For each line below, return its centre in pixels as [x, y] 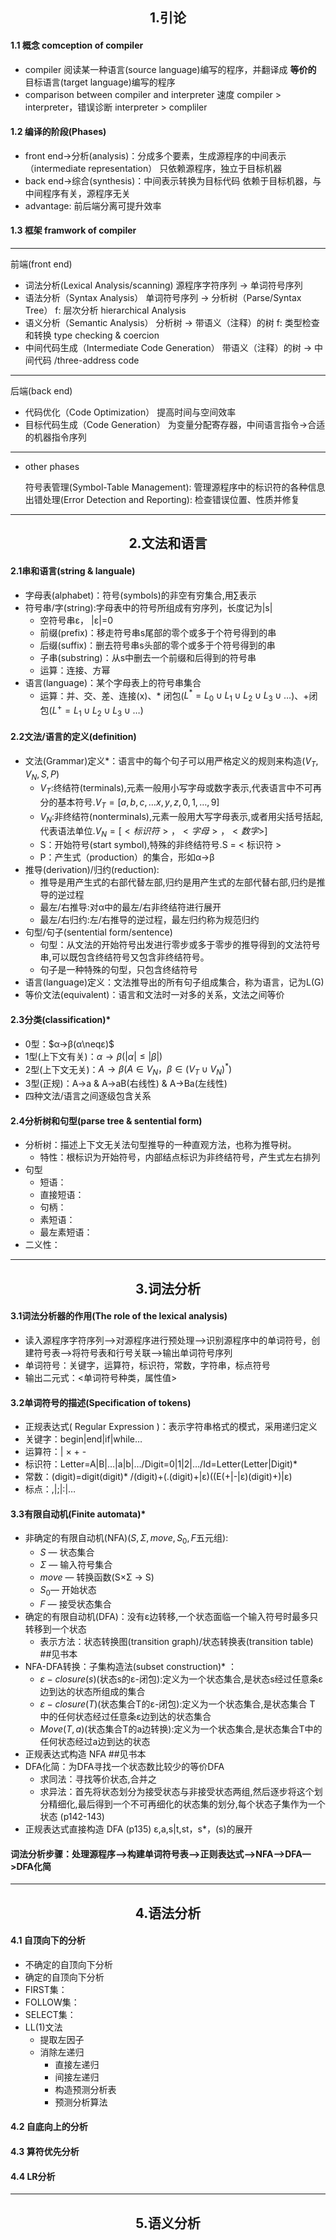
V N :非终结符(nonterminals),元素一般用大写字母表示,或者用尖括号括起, [181, 817]
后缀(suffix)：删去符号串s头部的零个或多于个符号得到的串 [157, 645]
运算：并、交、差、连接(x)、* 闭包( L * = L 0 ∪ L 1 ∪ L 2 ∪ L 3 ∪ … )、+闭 [178, 696]
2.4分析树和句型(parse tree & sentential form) [106, 1120]
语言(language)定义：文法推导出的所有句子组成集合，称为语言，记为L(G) [174, 982]
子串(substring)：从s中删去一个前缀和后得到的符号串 [148, 657]
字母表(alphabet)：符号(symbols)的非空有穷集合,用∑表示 [140, 595]
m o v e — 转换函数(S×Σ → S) [97, 1577]
